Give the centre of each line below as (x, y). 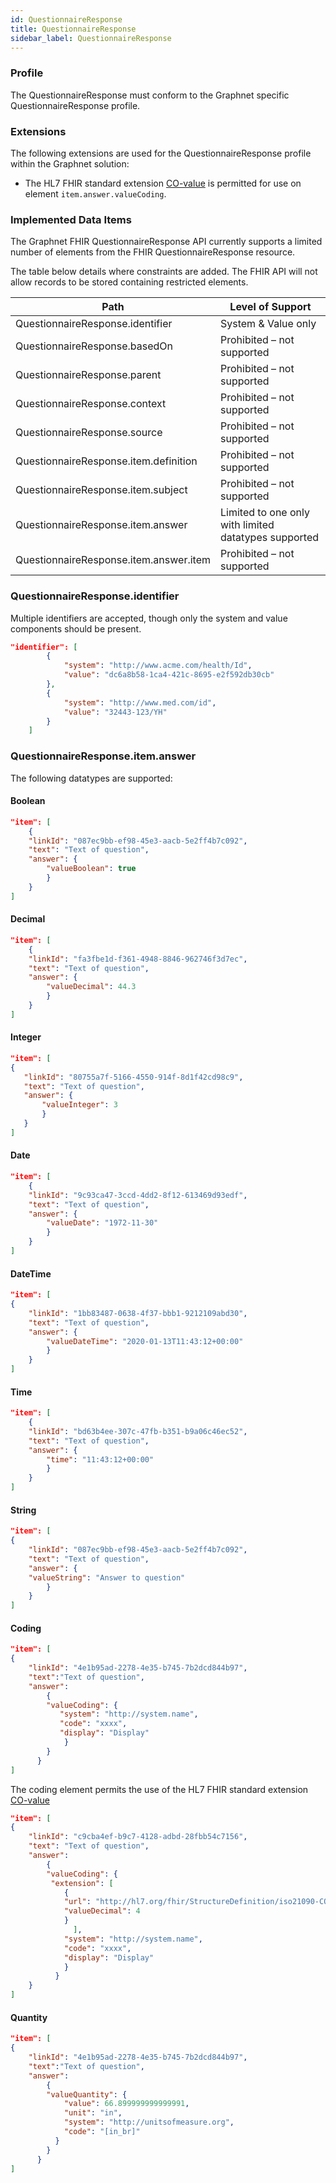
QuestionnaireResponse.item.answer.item (113, 560)
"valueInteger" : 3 (79, 1105)
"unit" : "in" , (93, 2113)
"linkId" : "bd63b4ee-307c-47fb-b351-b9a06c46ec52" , (138, 1431)
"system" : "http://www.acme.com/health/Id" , (158, 666)
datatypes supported (270, 538)
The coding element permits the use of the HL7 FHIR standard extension (159, 1789)
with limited (247, 525)
